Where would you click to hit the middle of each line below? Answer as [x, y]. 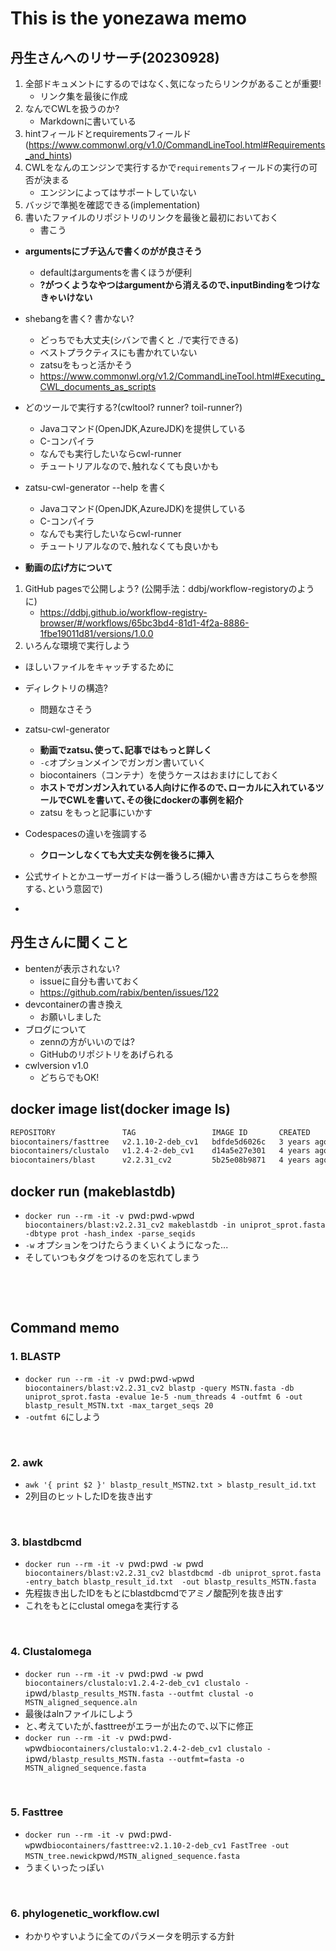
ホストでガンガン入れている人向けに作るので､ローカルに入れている [177, 787]
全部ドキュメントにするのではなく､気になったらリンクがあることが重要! [173, 83]
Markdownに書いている [88, 121]
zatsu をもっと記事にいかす [96, 812]
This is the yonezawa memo [128, 18]
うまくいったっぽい [64, 1867]
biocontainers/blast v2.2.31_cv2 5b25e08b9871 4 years [160, 1160]
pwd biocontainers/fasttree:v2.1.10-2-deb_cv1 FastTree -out [159, 1844]
